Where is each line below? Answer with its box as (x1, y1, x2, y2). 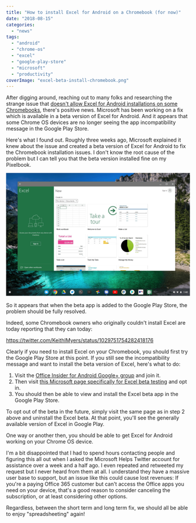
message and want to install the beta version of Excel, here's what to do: (6, 360, 181, 367)
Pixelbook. (6, 161, 32, 168)
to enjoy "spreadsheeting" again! (6, 510, 86, 517)
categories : (6, 22, 35, 27)
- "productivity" (11, 71, 54, 77)
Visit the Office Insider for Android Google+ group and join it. (14, 371, 161, 379)
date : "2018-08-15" (6, 15, 54, 22)
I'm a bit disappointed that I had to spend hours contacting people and (6, 449, 175, 456)
